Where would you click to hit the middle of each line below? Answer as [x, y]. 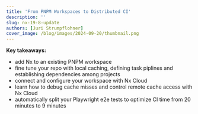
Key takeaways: [26, 50]
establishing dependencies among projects [67, 74]
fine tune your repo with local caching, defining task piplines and [94, 68]
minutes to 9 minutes [40, 106]
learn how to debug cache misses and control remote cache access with [103, 87]
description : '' [26, 17]
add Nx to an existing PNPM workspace [63, 62]
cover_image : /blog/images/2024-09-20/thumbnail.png [73, 34]
